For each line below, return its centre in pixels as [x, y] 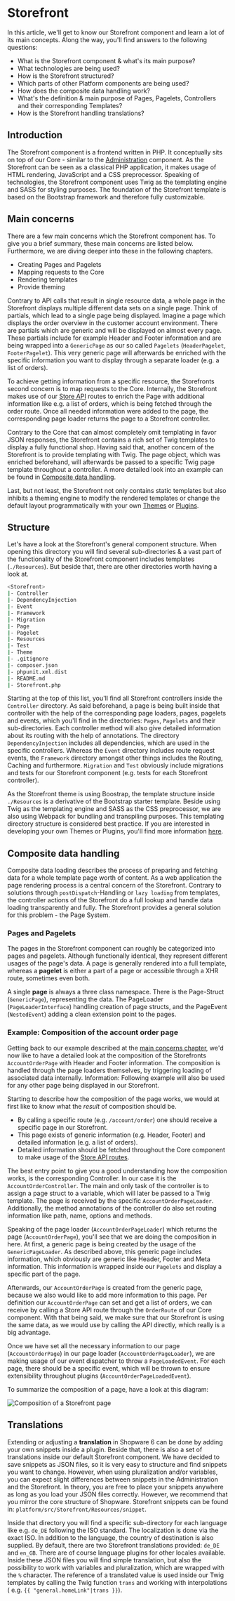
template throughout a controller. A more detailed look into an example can [115, 469]
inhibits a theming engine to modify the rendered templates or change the [114, 498]
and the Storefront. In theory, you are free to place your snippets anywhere [116, 1487]
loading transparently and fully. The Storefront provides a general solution [114, 908]
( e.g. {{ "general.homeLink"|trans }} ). [65, 1590]
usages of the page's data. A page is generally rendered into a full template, [117, 963]
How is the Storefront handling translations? [81, 113]
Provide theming [41, 286]
